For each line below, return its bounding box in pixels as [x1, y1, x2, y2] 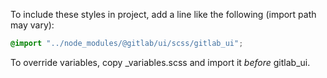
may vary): [10, 19, 55, 31]
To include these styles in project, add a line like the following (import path [10, 9, 317, 20]
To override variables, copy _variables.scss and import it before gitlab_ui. [10, 56, 311, 68]
